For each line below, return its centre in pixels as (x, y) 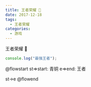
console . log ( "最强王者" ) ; (31, 59)
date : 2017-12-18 (24, 15)
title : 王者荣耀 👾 (23, 10)
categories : (18, 29)
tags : (11, 19)
